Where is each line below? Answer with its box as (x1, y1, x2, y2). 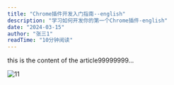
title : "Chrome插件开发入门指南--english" (7, 10, 126, 18)
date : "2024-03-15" (7, 23, 65, 30)
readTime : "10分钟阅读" (7, 37, 73, 44)
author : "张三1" (7, 30, 53, 38)
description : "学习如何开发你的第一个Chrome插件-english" (7, 17, 168, 24)
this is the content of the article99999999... (7, 56, 134, 64)
